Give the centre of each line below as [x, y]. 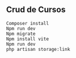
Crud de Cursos [36, 10]
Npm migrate [21, 34]
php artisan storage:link [38, 49]
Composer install [28, 23]
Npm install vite [28, 39]
